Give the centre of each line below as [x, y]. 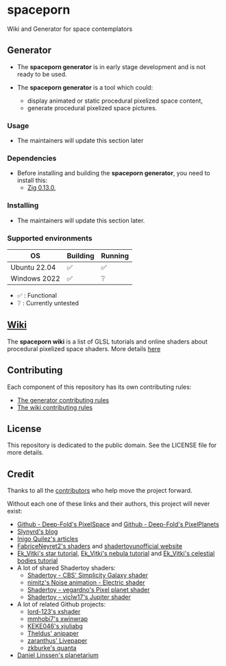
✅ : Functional [37, 295]
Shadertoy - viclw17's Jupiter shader [79, 597]
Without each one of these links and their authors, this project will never [109, 504]
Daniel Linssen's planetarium [58, 655]
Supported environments [50, 238]
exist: [15, 511]
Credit [21, 474]
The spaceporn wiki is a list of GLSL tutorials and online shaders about [107, 342]
